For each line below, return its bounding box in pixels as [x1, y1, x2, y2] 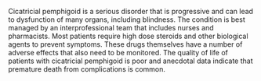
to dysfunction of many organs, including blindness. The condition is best [8, 15, 245, 24]
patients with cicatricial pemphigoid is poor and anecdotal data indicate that [8, 56, 253, 65]
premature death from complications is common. [8, 65, 166, 73]
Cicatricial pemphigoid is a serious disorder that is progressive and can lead [8, 7, 253, 16]
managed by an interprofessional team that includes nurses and [8, 23, 214, 32]
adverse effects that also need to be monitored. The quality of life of [8, 48, 229, 57]
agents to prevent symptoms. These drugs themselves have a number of [8, 40, 243, 49]
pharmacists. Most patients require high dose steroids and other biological [8, 31, 248, 40]
